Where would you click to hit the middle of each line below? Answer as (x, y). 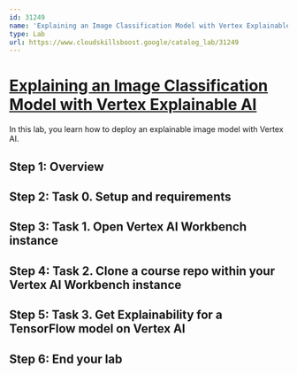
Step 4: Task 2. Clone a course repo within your (142, 271)
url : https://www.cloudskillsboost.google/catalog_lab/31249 (124, 42)
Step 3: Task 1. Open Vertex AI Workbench (128, 227)
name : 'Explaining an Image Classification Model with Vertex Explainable (150, 26)
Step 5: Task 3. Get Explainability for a (116, 315)
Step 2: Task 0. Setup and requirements (120, 196)
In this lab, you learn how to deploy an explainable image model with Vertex (147, 129)
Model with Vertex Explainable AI (133, 105)
